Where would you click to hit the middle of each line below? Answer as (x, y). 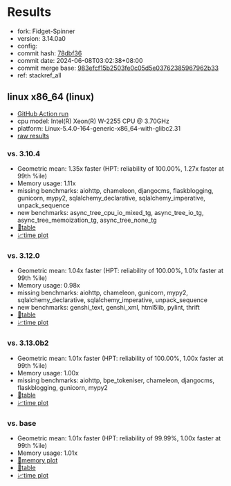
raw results (33, 135)
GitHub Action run (43, 113)
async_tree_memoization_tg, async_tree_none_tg (87, 220)
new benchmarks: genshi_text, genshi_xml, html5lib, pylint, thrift (109, 308)
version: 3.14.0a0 (41, 38)
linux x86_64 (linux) (51, 97)
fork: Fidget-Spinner (46, 31)
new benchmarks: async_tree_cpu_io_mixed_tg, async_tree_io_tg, (110, 213)
